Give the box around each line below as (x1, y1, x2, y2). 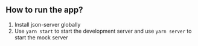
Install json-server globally (14, 21, 81, 28)
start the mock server (14, 33, 69, 41)
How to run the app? (5, 5, 83, 15)
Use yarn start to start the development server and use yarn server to (14, 27, 192, 34)
